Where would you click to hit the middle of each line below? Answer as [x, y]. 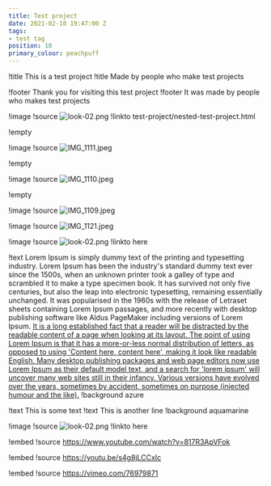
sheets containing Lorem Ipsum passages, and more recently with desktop [133, 309]
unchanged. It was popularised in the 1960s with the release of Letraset [128, 300]
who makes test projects [49, 101]
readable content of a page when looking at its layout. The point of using [129, 335]
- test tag [27, 38]
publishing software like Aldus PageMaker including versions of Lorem [126, 317]
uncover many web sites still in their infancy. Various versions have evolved [134, 378]
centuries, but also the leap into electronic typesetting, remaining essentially [135, 292]
